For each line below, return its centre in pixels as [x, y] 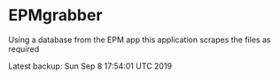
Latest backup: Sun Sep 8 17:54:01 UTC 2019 [90, 66]
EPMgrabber [55, 15]
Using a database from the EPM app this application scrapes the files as [140, 40]
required [24, 48]
